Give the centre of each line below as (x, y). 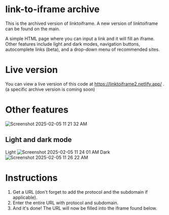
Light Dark (58, 152)
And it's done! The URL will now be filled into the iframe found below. (85, 208)
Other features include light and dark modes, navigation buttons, (73, 44)
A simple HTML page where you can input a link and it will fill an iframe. (80, 39)
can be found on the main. (33, 28)
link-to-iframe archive (53, 9)
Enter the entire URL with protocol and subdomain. (65, 203)
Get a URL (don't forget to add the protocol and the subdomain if (80, 192)
